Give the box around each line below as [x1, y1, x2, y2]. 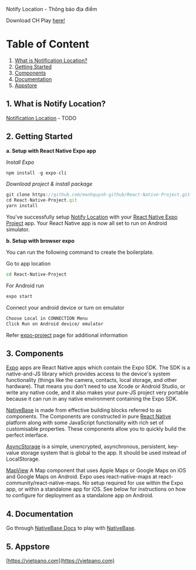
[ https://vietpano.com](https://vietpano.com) [6, 557, 115, 564]
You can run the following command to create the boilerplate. [6, 249, 154, 256]
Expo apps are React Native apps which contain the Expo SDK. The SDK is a [6, 364, 191, 371]
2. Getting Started [6, 132, 73, 142]
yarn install [6, 203, 38, 209]
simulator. [6, 226, 30, 233]
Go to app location [6, 260, 51, 267]
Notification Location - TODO [6, 115, 77, 122]
